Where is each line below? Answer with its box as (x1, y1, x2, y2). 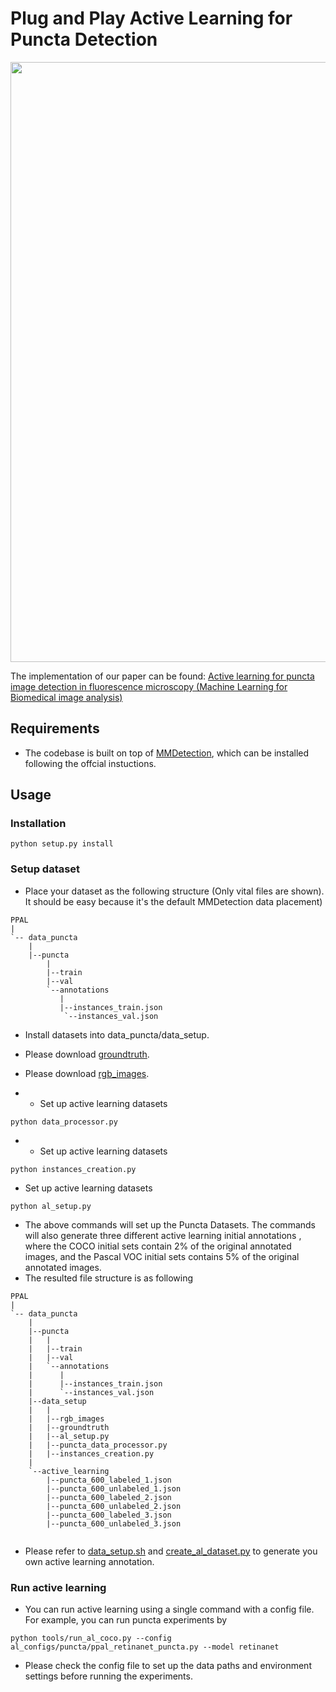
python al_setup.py (10, 1201, 92, 1211)
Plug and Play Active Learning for (10, 7, 293, 30)
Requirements (10, 720, 100, 737)
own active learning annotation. (24, 1555, 155, 1567)
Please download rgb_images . (24, 1067, 150, 1079)
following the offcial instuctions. (24, 757, 157, 769)
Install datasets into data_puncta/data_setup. (24, 1028, 210, 1041)
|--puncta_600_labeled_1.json (46, 1475, 172, 1485)
